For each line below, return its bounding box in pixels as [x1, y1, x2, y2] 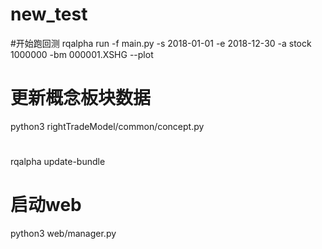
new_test [10, 3, 88, 26]
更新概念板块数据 [10, 87, 152, 110]
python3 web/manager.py [10, 228, 117, 239]
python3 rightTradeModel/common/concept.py [10, 120, 205, 132]
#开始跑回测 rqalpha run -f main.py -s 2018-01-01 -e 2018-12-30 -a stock [10, 37, 312, 49]
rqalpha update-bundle [10, 156, 106, 168]
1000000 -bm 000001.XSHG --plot [10, 48, 154, 60]
